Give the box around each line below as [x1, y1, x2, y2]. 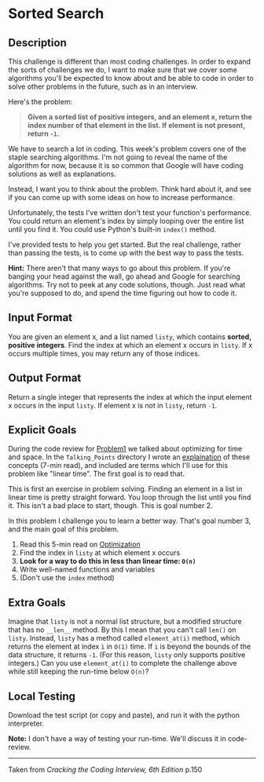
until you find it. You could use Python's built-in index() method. [8, 225, 217, 234]
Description [8, 36, 67, 49]
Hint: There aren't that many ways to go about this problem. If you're [8, 264, 231, 272]
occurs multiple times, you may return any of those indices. [8, 349, 200, 358]
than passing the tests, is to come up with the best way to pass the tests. [8, 248, 244, 258]
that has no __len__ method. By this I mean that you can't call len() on [8, 625, 237, 634]
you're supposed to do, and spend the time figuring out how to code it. [8, 288, 237, 298]
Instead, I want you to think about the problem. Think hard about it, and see [8, 185, 251, 193]
